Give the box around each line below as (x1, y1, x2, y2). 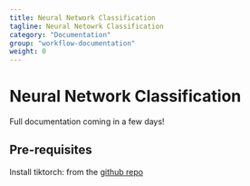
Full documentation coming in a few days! (9, 116, 165, 127)
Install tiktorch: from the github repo (9, 166, 143, 177)
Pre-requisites (9, 142, 92, 158)
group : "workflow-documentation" (9, 38, 136, 48)
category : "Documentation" (9, 30, 111, 39)
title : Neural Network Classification (9, 13, 156, 23)
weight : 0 (9, 47, 47, 56)
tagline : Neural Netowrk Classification (9, 22, 165, 31)
